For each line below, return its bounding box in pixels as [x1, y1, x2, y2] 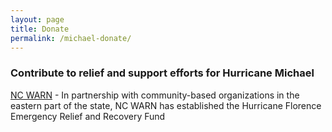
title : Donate [10, 24, 70, 34]
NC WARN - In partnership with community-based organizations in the [10, 89, 300, 101]
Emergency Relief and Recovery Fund [10, 110, 166, 122]
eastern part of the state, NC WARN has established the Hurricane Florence [10, 99, 322, 111]
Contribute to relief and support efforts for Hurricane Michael [10, 66, 315, 80]
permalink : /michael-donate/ [10, 33, 132, 43]
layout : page [10, 14, 65, 25]
